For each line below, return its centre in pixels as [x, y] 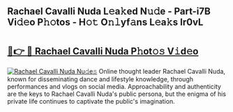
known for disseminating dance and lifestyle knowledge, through [100, 79]
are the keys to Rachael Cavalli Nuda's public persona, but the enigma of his [117, 94]
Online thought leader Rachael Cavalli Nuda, [162, 71]
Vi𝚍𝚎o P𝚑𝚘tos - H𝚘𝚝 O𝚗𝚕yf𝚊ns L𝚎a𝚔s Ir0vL [105, 23]
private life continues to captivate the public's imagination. [91, 101]
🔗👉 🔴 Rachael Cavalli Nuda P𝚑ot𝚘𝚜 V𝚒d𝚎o [103, 51]
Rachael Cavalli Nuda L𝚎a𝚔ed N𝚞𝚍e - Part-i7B [109, 11]
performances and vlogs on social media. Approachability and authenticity [114, 87]
